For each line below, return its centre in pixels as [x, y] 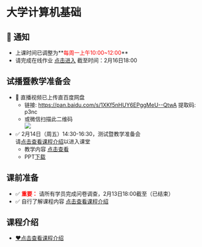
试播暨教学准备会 [38, 81]
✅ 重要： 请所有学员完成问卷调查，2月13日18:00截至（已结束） [94, 193]
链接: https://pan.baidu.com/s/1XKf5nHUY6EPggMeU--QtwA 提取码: [110, 105]
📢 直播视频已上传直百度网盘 [50, 97]
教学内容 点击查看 [46, 149]
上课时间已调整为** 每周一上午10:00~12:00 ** [72, 53]
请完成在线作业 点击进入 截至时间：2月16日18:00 [76, 60]
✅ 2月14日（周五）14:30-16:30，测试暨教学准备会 [78, 134]
